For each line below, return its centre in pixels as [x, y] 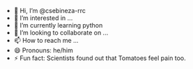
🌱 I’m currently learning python [58, 25]
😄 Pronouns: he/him [43, 50]
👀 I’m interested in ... [43, 18]
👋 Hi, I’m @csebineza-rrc [49, 11]
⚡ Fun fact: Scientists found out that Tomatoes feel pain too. [100, 58]
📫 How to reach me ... [46, 40]
